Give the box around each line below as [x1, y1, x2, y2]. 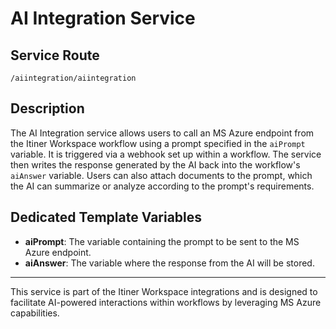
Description [10, 100, 85, 117]
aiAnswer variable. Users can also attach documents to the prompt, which [10, 169, 313, 181]
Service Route [10, 47, 100, 64]
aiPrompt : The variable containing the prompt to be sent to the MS [24, 235, 300, 247]
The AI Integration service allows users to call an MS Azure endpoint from [10, 127, 315, 139]
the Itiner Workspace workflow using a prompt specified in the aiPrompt [10, 137, 306, 149]
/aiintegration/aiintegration [10, 73, 137, 83]
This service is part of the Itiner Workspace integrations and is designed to [10, 285, 318, 297]
